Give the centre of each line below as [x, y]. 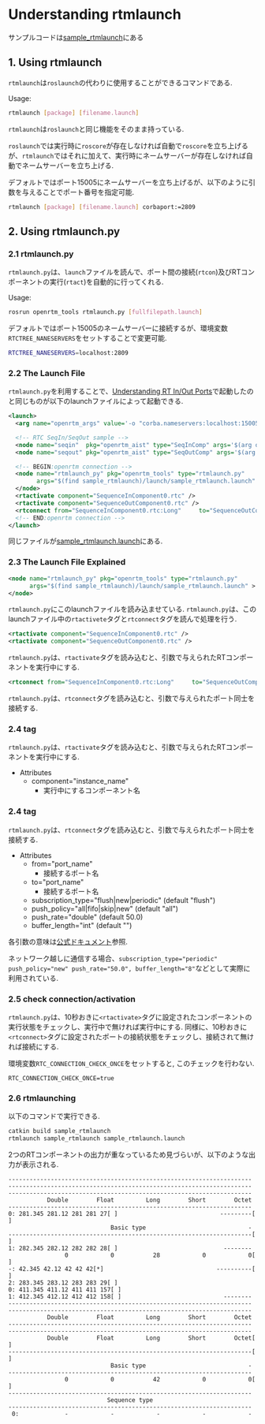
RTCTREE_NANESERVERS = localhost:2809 [68, 353]
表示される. [40, 1164]
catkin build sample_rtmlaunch [60, 1131]
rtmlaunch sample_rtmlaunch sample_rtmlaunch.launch [97, 1139]
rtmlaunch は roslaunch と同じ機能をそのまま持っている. [96, 129]
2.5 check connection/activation [72, 999]
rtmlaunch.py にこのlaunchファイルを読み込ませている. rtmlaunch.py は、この [132, 609]
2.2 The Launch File [47, 373]
